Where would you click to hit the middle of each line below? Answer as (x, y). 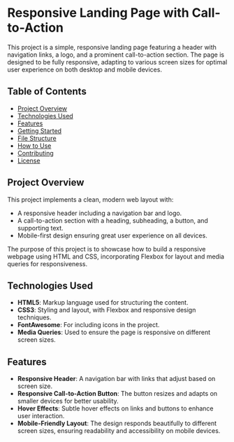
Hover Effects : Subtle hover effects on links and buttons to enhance (115, 408)
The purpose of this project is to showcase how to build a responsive (107, 249)
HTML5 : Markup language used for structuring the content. (103, 303)
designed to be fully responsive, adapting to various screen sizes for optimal (117, 62)
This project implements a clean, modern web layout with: (90, 199)
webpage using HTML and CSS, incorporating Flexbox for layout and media (116, 256)
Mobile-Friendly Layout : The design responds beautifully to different (117, 423)
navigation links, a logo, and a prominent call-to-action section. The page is (116, 55)
